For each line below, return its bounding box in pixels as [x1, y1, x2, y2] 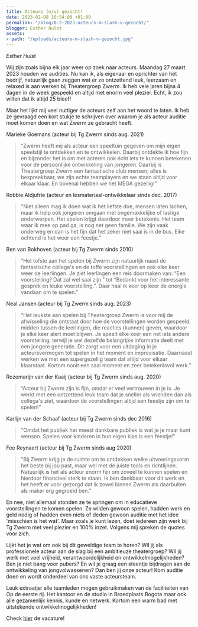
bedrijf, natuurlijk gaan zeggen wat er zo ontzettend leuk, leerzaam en [6, 76, 177, 83]
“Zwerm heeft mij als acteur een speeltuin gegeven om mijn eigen [20, 143, 181, 149]
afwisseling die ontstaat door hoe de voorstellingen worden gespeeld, [20, 318, 191, 325]
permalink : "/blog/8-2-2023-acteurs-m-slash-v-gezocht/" [6, 20, 150, 25]
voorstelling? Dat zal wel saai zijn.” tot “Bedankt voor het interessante [20, 276, 190, 283]
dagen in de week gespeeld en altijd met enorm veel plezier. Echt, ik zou [6, 89, 183, 96]
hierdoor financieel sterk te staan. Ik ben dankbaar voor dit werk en [20, 474, 185, 481]
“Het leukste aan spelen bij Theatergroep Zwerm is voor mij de [20, 312, 173, 318]
